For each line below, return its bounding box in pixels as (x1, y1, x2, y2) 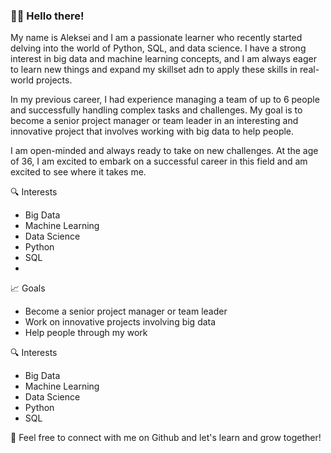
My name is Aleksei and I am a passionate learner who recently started (10, 32, 303, 44)
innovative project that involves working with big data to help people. (10, 125, 295, 138)
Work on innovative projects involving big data (24, 316, 217, 328)
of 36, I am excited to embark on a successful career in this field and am (10, 155, 308, 168)
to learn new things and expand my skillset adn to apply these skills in (10, 64, 298, 76)
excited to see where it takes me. (10, 166, 147, 178)
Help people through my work (24, 327, 148, 339)
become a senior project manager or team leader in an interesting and (10, 115, 299, 127)
